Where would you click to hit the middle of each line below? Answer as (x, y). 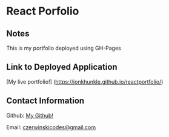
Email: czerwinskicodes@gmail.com (51, 127)
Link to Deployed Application (62, 67)
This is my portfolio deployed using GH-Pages (64, 48)
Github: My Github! (30, 115)
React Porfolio (43, 11)
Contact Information (45, 101)
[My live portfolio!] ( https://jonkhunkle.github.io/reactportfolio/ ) (85, 82)
